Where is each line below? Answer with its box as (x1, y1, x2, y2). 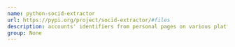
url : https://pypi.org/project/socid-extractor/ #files (7, 17, 171, 23)
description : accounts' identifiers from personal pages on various (7, 23, 211, 30)
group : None (7, 29, 42, 37)
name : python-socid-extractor (7, 10, 96, 17)
